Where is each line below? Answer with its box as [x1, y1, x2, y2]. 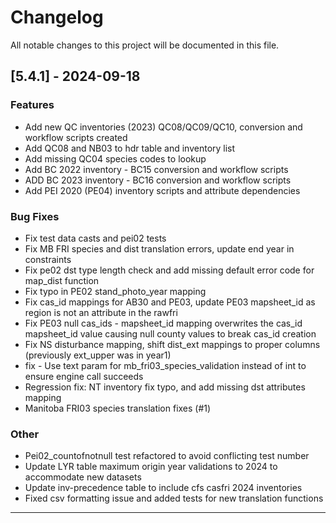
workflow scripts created [24, 131, 128, 143]
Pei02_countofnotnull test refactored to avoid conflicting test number [24, 450, 310, 462]
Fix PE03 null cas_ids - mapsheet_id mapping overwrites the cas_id [24, 317, 303, 329]
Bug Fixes [10, 209, 60, 223]
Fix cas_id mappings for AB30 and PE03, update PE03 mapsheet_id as [24, 296, 316, 308]
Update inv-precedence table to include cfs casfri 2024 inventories [24, 482, 303, 494]
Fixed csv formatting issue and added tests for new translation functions [24, 492, 324, 505]
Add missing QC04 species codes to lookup [24, 152, 207, 165]
